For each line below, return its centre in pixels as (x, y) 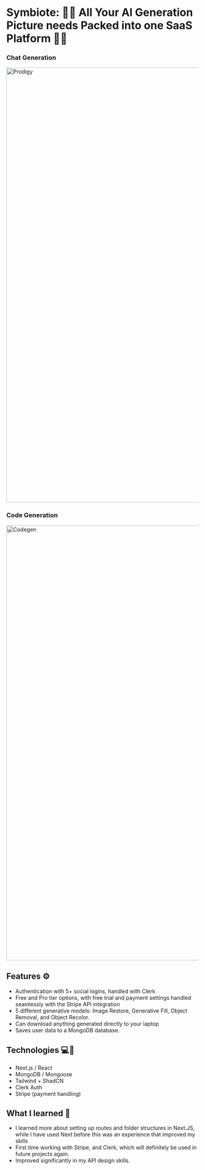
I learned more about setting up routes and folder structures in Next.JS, (105, 1128)
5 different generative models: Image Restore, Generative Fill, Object (101, 1011)
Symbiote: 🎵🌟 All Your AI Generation (100, 13)
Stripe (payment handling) (48, 1094)
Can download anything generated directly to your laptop (87, 1024)
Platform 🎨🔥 (37, 39)
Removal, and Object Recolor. (52, 1017)
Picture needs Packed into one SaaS (99, 25)
